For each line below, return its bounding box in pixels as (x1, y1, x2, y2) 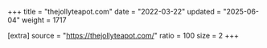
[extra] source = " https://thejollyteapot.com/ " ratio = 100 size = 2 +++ (7, 31, 239, 40)
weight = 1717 (22, 15, 67, 25)
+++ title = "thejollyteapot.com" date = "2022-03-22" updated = (7, 7, 222, 16)
